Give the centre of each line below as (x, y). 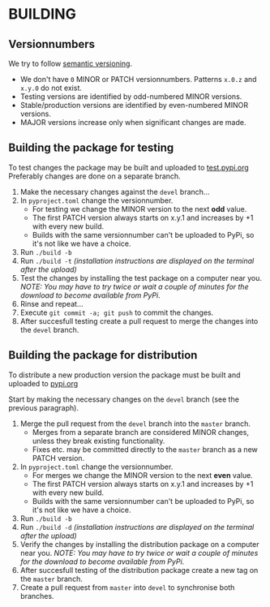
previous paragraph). (44, 407)
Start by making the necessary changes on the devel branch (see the (124, 399)
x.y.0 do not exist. (51, 88)
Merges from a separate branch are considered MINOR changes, (141, 432)
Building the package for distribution (103, 355)
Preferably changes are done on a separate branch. (94, 176)
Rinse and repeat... (51, 303)
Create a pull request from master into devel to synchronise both (127, 587)
